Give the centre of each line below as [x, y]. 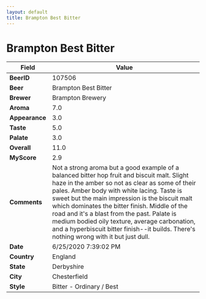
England [64, 257]
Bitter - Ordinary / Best [85, 287]
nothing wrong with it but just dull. [101, 237]
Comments [26, 202]
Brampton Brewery [79, 98]
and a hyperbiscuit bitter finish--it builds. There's [124, 229]
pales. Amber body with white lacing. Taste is [117, 191]
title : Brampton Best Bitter [44, 18]
